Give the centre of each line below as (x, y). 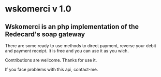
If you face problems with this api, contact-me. (51, 69)
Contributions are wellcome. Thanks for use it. (51, 60)
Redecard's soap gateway (45, 34)
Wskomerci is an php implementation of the (72, 27)
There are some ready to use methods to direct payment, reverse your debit (80, 46)
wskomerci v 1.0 (38, 9)
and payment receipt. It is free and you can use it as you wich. (67, 51)
